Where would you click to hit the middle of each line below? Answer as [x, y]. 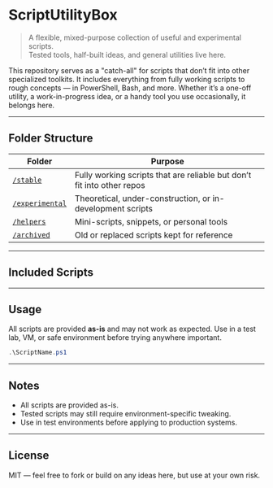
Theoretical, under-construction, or [143, 198]
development [100, 208]
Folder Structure [51, 139]
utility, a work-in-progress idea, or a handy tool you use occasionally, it [127, 96]
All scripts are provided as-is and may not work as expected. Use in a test [132, 329]
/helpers [29, 222]
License [29, 456]
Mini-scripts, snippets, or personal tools [151, 221]
